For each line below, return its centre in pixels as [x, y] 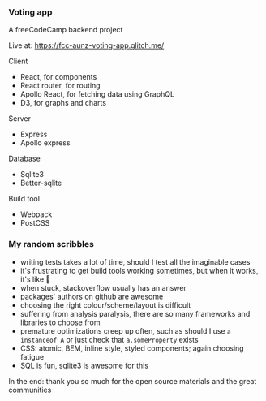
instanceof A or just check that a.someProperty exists [109, 339]
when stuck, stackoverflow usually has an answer [103, 287]
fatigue [32, 356]
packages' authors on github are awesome [92, 296]
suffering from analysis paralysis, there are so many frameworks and [135, 313]
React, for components [58, 77]
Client [18, 61]
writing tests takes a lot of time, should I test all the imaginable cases [135, 261]
